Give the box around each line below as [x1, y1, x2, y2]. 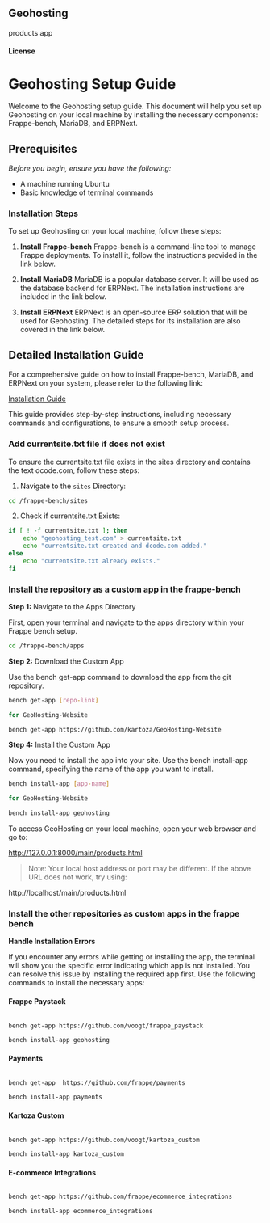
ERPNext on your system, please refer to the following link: [8, 378, 203, 388]
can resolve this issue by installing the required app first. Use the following [8, 969, 256, 979]
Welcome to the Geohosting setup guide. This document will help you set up [8, 101, 262, 112]
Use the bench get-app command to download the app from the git [8, 672, 231, 681]
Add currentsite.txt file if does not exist [8, 438, 165, 449]
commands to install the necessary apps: [8, 978, 145, 988]
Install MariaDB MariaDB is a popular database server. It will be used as [19, 275, 260, 285]
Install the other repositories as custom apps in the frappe [8, 909, 240, 920]
